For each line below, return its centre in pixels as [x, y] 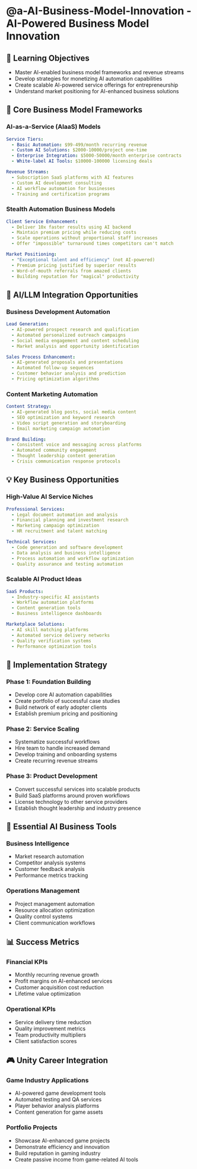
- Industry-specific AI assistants [55, 597]
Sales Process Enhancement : [41, 357]
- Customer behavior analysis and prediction [69, 373]
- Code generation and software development [67, 547]
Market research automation [49, 857]
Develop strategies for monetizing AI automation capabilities [88, 79]
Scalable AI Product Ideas [44, 579]
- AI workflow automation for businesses [63, 188]
